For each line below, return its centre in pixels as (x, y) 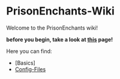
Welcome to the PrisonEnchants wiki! (52, 28)
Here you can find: (29, 51)
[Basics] (25, 63)
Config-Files (30, 69)
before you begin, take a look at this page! (59, 39)
